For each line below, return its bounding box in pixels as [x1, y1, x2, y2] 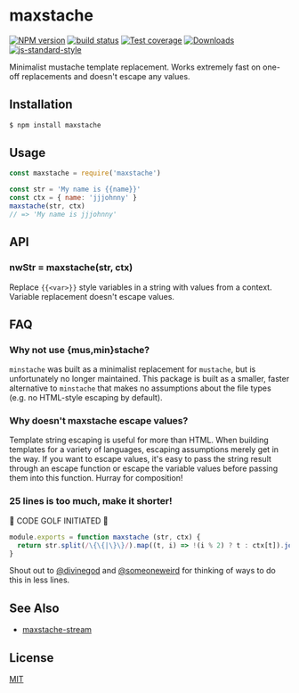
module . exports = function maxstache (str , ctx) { [9, 532, 201, 541]
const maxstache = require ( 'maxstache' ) [9, 169, 162, 178]
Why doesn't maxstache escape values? [9, 415, 189, 427]
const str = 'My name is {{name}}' [9, 185, 141, 194]
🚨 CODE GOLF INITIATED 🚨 [9, 515, 109, 526]
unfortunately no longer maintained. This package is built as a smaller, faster [9, 374, 290, 384]
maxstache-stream [21, 624, 92, 635]
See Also [9, 600, 60, 615]
